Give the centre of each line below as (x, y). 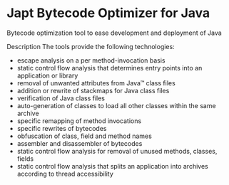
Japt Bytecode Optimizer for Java (108, 13)
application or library (47, 75)
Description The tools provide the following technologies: (91, 46)
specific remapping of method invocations (79, 121)
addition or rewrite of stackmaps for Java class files (93, 90)
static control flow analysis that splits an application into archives (112, 166)
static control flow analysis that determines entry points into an (110, 68)
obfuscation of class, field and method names (85, 136)
